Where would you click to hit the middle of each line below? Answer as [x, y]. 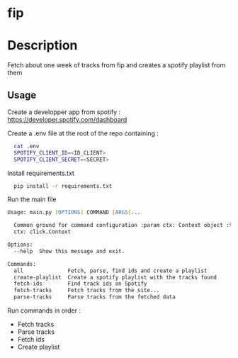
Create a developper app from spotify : [64, 112]
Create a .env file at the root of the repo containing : [83, 133]
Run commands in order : [44, 311]
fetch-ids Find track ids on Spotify [80, 284]
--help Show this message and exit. [69, 251]
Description [42, 46]
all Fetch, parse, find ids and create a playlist [110, 271]
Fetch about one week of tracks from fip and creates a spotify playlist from [117, 65]
